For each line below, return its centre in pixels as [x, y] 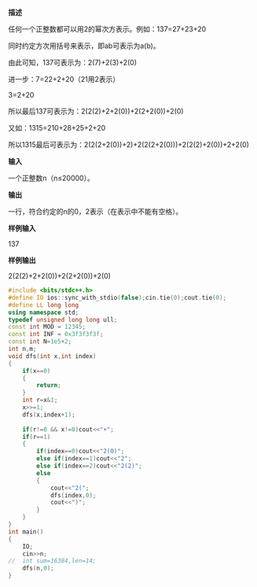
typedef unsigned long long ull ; [63, 319]
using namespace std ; [44, 312]
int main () [26, 532]
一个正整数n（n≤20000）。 [51, 178]
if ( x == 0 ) [37, 371]
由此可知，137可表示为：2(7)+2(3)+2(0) [73, 63]
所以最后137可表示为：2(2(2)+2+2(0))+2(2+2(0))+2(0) [96, 111]
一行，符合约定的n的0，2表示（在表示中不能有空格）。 [95, 211]
